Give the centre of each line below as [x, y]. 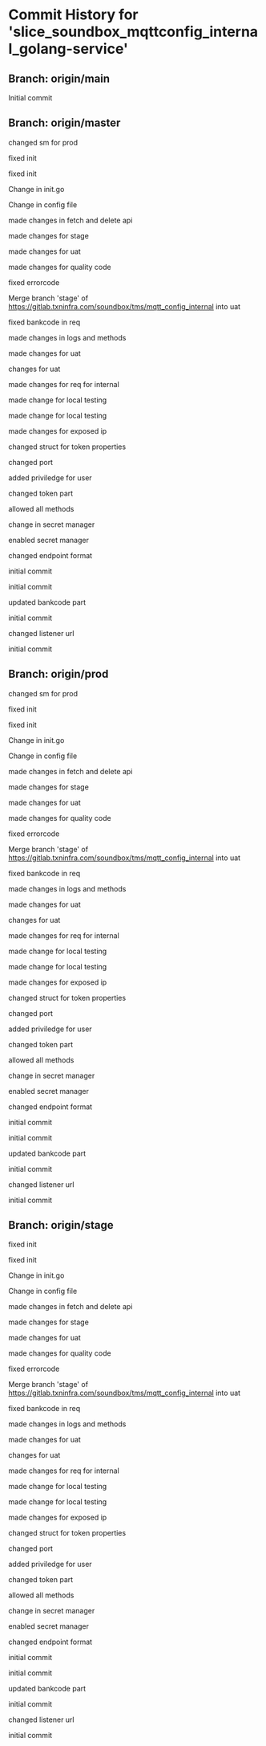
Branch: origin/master [64, 123]
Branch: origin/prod [58, 674]
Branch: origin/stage [61, 1225]
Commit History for [73, 15]
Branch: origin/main [59, 78]
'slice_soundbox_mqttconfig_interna [133, 32]
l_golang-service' [69, 49]
